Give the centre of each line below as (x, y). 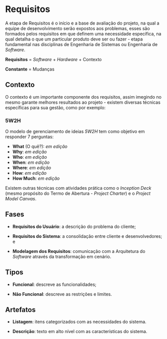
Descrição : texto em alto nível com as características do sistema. (80, 331)
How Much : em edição (36, 178)
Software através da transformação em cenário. (62, 256)
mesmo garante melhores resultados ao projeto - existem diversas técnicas (83, 102)
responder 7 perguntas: (29, 137)
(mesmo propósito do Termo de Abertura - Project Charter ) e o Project (78, 193)
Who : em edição (30, 157)
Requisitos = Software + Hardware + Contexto (53, 59)
